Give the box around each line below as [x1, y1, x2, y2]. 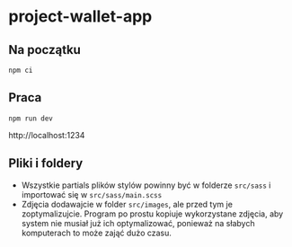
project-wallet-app [8, 6, 153, 27]
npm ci [8, 66, 33, 75]
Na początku [8, 42, 82, 57]
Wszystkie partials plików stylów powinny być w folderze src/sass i [21, 180, 271, 190]
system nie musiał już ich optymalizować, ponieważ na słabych [21, 217, 255, 228]
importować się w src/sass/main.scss [21, 189, 163, 199]
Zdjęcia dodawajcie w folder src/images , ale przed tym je [21, 198, 233, 209]
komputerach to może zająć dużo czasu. [21, 227, 173, 238]
